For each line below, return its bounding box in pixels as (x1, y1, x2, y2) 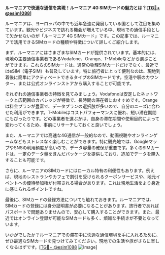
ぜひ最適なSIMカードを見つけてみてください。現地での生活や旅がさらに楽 (5, 238, 155, 244)
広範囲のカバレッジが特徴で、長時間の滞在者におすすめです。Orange (18, 97, 158, 103)
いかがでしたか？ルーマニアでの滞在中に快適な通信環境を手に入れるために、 (5, 232, 161, 238)
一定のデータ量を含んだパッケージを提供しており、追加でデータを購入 (18, 151, 160, 157)
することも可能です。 (5, 157, 48, 163)
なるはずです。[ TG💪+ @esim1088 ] (9, 244, 98, 250)
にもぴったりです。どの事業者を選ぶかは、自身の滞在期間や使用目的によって (5, 116, 160, 122)
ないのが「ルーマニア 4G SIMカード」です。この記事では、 (22, 33, 142, 39)
